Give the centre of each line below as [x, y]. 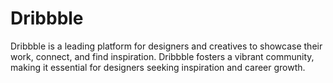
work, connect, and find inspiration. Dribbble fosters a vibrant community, [162, 56]
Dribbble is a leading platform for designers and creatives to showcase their [166, 46]
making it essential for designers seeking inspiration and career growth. [158, 67]
